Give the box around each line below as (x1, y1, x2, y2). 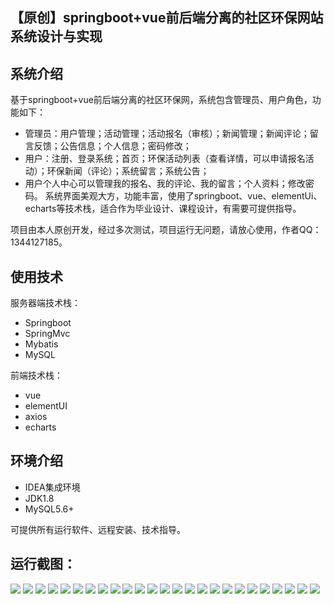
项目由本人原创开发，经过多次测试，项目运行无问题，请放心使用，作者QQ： (10, 224, 322, 236)
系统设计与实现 (10, 28, 103, 45)
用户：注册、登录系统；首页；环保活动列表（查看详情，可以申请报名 (24, 153, 306, 165)
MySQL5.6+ (24, 503, 75, 515)
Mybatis (24, 338, 59, 350)
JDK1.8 (24, 492, 55, 504)
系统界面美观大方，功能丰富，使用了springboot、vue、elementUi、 (44, 190, 323, 202)
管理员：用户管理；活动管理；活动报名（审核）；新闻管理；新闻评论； (24, 128, 310, 140)
